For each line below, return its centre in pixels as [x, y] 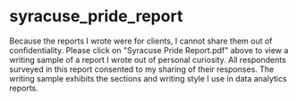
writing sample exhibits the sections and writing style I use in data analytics [148, 78]
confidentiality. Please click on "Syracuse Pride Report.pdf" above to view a [149, 50]
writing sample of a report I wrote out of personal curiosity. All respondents [148, 59]
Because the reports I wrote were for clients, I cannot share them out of [141, 41]
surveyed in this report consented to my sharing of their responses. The [142, 69]
